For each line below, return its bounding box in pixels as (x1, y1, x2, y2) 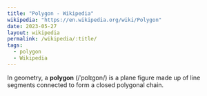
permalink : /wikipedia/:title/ (7, 36, 97, 43)
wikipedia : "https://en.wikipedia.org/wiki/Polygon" (7, 16, 162, 23)
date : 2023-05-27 (7, 23, 57, 29)
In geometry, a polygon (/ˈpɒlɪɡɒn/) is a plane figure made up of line (7, 73, 201, 82)
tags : (7, 42, 23, 49)
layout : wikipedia (7, 29, 60, 36)
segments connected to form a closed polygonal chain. (7, 80, 164, 89)
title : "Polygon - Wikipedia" (7, 10, 95, 17)
